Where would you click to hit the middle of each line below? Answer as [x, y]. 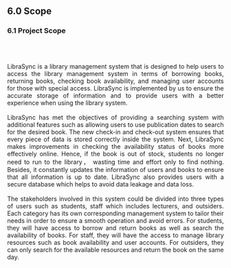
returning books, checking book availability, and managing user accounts [115, 81]
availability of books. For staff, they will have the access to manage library [115, 235]
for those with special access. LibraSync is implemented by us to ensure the [115, 88]
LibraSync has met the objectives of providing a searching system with [115, 117]
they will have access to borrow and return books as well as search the [115, 228]
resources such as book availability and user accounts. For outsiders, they [115, 242]
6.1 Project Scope [37, 31]
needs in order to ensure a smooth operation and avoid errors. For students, [115, 220]
